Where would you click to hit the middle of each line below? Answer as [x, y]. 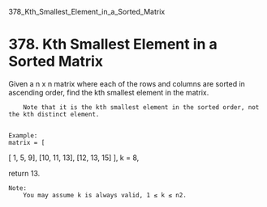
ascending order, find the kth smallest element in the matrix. [109, 92]
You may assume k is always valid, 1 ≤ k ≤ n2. [105, 195]
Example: [23, 135]
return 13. [24, 173]
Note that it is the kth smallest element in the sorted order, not [141, 107]
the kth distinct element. [54, 114]
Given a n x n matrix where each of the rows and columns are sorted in [127, 83]
